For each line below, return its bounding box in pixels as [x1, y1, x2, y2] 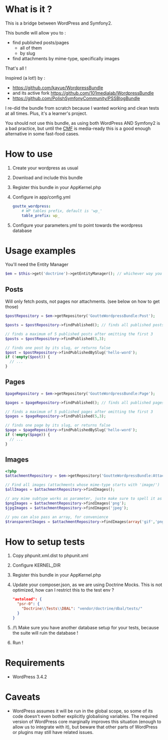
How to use [5, 148, 53, 160]
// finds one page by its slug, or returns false [5, 423, 111, 428]
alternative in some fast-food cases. [5, 130, 80, 136]
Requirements [5, 657, 65, 668]
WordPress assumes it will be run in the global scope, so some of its [12, 708, 153, 714]
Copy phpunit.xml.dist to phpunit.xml [12, 552, 88, 559]
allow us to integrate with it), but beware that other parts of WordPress [12, 723, 158, 730]
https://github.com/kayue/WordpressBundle [12, 84, 103, 91]
